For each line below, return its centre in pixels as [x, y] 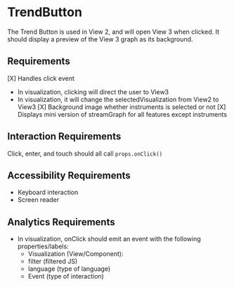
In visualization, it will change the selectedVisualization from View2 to [118, 99]
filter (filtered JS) [53, 262]
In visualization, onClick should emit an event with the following [109, 239]
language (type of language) [69, 269]
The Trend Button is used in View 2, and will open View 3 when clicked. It [113, 32]
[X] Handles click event [41, 78]
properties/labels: [43, 246]
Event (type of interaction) [66, 276]
